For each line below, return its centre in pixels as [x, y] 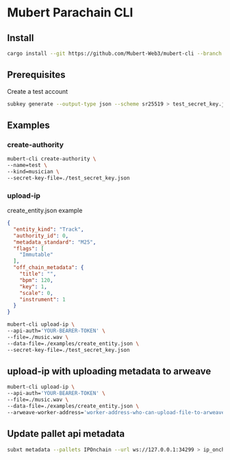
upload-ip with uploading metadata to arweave [109, 371]
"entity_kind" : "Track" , [49, 229]
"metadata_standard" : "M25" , [55, 242]
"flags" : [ [29, 248]
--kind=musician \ [33, 172]
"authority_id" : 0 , [41, 235]
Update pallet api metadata [66, 434]
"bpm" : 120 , [36, 280]
